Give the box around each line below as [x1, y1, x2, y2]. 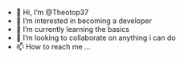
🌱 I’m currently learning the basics [15, 25, 130, 33]
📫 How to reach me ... [15, 42, 91, 51]
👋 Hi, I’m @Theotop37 [15, 8, 89, 17]
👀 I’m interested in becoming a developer [15, 16, 153, 26]
